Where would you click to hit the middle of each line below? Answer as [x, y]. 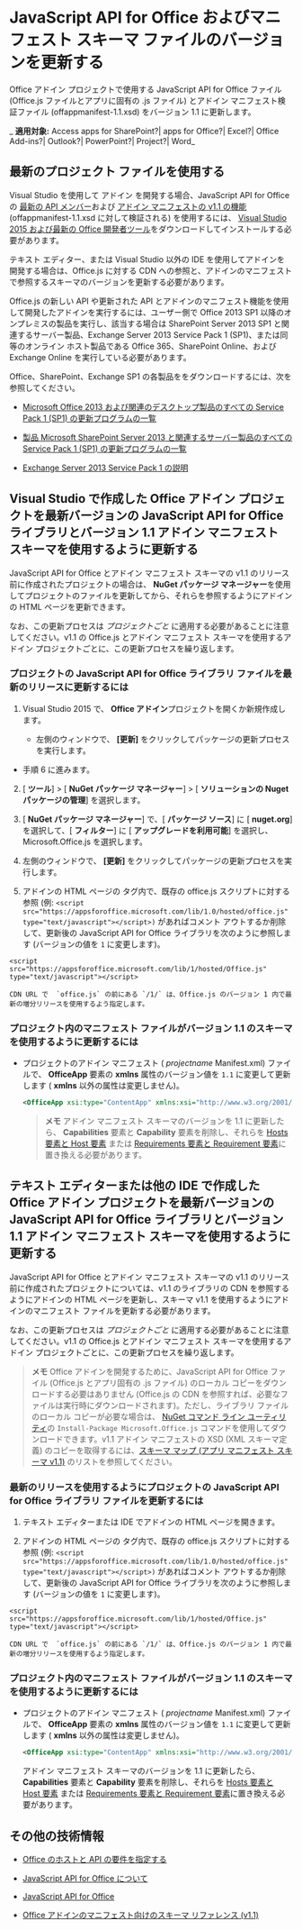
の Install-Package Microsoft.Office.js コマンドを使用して [159, 1427]
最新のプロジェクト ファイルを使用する [117, 172]
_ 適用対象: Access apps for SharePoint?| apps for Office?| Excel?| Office [144, 131]
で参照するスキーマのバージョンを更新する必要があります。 [119, 282]
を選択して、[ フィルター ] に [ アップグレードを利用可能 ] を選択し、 [147, 830]
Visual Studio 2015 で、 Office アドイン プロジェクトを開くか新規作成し [154, 708]
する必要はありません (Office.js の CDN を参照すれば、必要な [168, 1394]
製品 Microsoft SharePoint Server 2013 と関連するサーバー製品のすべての [157, 437]
